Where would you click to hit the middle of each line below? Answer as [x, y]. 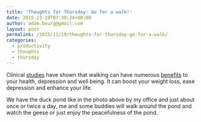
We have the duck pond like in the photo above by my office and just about [100, 99]
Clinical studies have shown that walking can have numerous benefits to [97, 74]
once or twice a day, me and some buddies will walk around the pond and [99, 106]
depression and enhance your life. [49, 88]
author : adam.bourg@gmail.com [45, 23]
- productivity [31, 46]
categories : [21, 40]
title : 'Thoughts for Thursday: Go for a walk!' [69, 12]
